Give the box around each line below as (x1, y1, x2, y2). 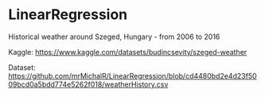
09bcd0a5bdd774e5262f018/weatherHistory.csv (8, 80, 169, 89)
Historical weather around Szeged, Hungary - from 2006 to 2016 (8, 32, 220, 41)
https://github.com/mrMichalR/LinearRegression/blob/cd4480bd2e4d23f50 (8, 71, 257, 80)
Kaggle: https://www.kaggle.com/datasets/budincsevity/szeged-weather (8, 47, 247, 56)
